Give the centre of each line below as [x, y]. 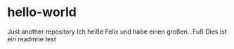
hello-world [42, 12]
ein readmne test [32, 38]
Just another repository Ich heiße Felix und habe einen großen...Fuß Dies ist [117, 31]
